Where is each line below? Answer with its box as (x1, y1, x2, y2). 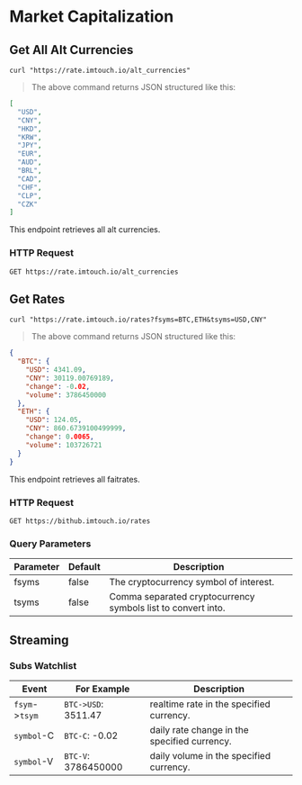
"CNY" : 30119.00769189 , (25, 374, 115, 383)
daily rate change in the (149, 723, 249, 735)
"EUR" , (17, 149, 42, 158)
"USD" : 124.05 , (25, 416, 83, 425)
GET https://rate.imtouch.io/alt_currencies (9, 267, 179, 276)
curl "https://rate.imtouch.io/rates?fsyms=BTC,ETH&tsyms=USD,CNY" (9, 315, 268, 325)
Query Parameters (9, 537, 92, 550)
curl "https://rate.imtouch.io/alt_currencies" (9, 66, 191, 75)
